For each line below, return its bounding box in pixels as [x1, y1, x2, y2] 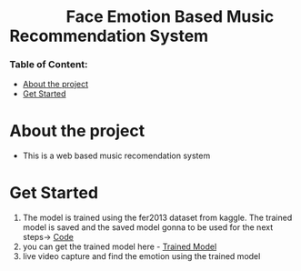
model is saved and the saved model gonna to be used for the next [22, 222, 274, 233]
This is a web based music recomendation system [22, 150, 211, 161]
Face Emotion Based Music [65, 6, 275, 27]
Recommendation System [9, 25, 209, 46]
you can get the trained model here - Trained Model [22, 241, 217, 252]
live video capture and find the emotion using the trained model [22, 251, 261, 262]
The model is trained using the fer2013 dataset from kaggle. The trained [22, 212, 293, 224]
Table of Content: [9, 58, 88, 71]
